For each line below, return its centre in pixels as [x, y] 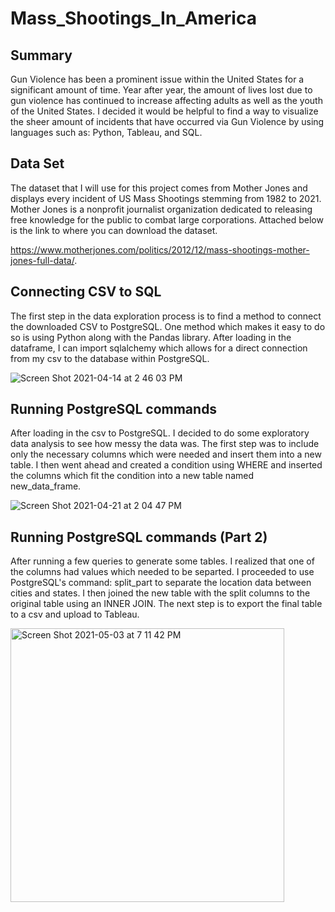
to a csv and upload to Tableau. [75, 614]
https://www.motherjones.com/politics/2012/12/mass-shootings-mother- [160, 249]
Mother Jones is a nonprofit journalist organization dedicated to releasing [161, 209]
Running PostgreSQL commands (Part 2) [139, 537]
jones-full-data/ [42, 260]
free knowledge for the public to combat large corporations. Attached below [167, 219]
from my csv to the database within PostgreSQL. [110, 358]
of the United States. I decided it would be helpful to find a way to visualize [164, 111]
